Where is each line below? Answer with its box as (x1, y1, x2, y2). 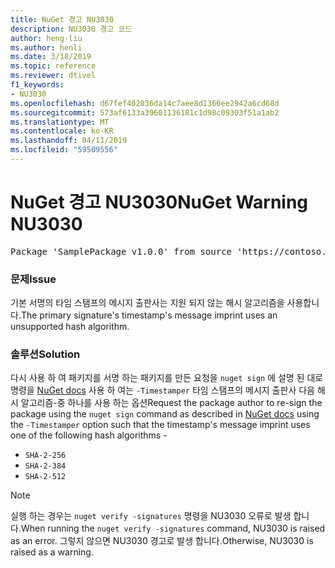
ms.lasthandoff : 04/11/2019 (10, 136, 128, 146)
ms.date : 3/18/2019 (10, 52, 92, 62)
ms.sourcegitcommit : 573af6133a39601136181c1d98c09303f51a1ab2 (10, 107, 280, 118)
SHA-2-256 (24, 451, 67, 461)
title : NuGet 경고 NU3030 (10, 14, 115, 25)
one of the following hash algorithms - (10, 429, 168, 441)
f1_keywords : (10, 80, 65, 90)
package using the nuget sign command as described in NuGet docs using (10, 408, 320, 420)
